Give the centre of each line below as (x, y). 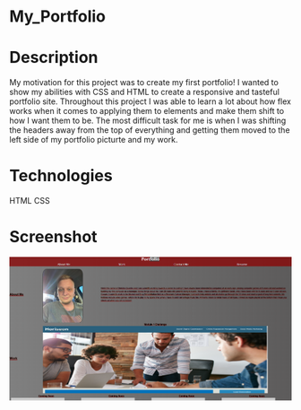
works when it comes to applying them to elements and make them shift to (147, 111)
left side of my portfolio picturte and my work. (94, 140)
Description (54, 58)
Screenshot (53, 237)
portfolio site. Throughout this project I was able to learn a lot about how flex (150, 101)
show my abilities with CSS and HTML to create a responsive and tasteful (145, 92)
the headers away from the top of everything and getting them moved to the (150, 130)
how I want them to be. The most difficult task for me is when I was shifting (148, 121)
